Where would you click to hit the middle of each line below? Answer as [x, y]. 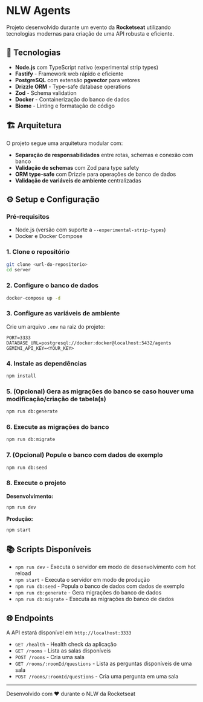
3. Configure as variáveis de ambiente [63, 314]
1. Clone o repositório [38, 252]
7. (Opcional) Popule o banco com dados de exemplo [85, 455]
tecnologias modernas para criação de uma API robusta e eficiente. [90, 33]
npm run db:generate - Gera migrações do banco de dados [88, 593]
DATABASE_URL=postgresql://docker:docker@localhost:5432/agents [89, 343]
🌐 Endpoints [30, 618]
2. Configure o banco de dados [52, 286]
